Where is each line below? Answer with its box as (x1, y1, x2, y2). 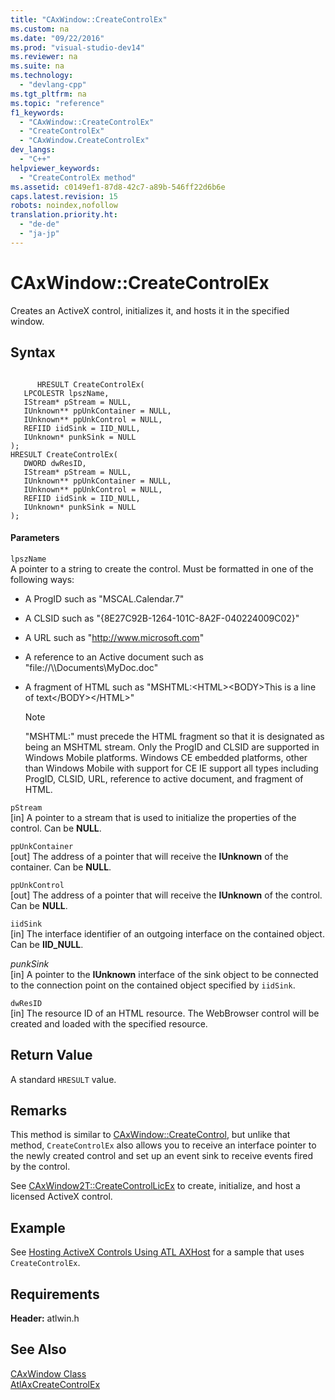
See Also (10, 1341, 67, 1358)
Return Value (10, 1047, 93, 1064)
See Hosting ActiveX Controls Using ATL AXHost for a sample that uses (10, 1246, 305, 1258)
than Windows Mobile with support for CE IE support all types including (24, 762, 319, 774)
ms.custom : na (10, 24, 70, 34)
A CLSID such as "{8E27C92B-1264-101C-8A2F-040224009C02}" (24, 612, 300, 624)
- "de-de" (19, 219, 60, 230)
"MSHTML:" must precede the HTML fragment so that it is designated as (24, 730, 325, 742)
